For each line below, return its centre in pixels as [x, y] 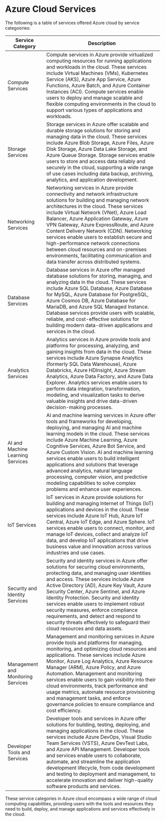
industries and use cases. [76, 552]
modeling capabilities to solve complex [91, 483]
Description [102, 43]
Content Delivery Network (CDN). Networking [99, 231]
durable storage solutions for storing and [93, 130]
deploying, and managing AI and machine [94, 428]
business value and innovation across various [99, 546]
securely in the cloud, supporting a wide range [100, 167]
